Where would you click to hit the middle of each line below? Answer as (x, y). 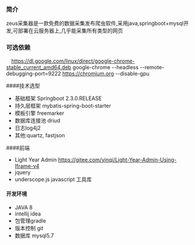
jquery (22, 172)
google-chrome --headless (105, 67)
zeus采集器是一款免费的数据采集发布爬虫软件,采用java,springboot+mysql (95, 23)
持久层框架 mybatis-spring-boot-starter (63, 105)
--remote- (152, 67)
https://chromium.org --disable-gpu (105, 73)
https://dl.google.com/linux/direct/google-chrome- (73, 61)
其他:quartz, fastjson (40, 135)
